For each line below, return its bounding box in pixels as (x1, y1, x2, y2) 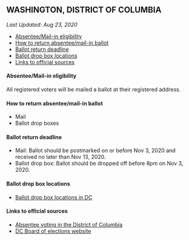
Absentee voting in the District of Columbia (15, 221, 123, 228)
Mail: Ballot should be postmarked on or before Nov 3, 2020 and (15, 147, 176, 154)
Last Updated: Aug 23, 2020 (6, 21, 78, 28)
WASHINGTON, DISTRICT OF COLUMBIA (6, 5, 162, 15)
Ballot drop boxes (15, 119, 59, 127)
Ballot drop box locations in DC (15, 193, 93, 201)
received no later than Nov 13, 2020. (15, 153, 106, 161)
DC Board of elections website (15, 227, 91, 235)
